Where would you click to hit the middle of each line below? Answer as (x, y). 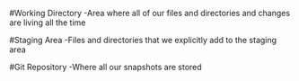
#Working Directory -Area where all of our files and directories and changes (149, 13)
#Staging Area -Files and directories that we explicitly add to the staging (143, 40)
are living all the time (48, 22)
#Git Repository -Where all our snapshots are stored (106, 67)
